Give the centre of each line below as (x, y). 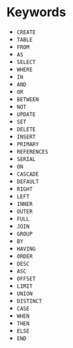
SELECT (26, 62)
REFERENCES (32, 152)
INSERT (26, 137)
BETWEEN (27, 99)
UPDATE (26, 114)
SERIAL (26, 159)
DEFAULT (27, 181)
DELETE (26, 129)
